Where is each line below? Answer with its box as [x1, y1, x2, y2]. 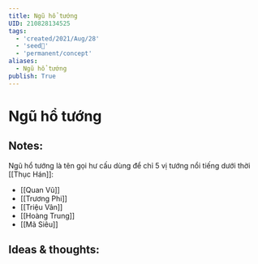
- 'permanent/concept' [15, 49, 92, 57]
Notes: [8, 139, 43, 153]
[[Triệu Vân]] [19, 202, 63, 211]
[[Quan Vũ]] [19, 185, 61, 194]
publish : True [8, 72, 57, 80]
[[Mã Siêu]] [19, 219, 58, 229]
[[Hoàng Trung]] [19, 211, 75, 220]
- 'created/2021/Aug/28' [15, 34, 100, 43]
